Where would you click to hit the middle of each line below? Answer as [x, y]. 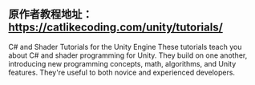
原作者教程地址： [51, 14]
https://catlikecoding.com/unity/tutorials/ [115, 28]
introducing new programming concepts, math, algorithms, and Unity [122, 63]
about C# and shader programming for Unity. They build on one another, [128, 55]
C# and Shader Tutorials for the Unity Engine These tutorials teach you [125, 47]
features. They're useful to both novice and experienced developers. [121, 72]
